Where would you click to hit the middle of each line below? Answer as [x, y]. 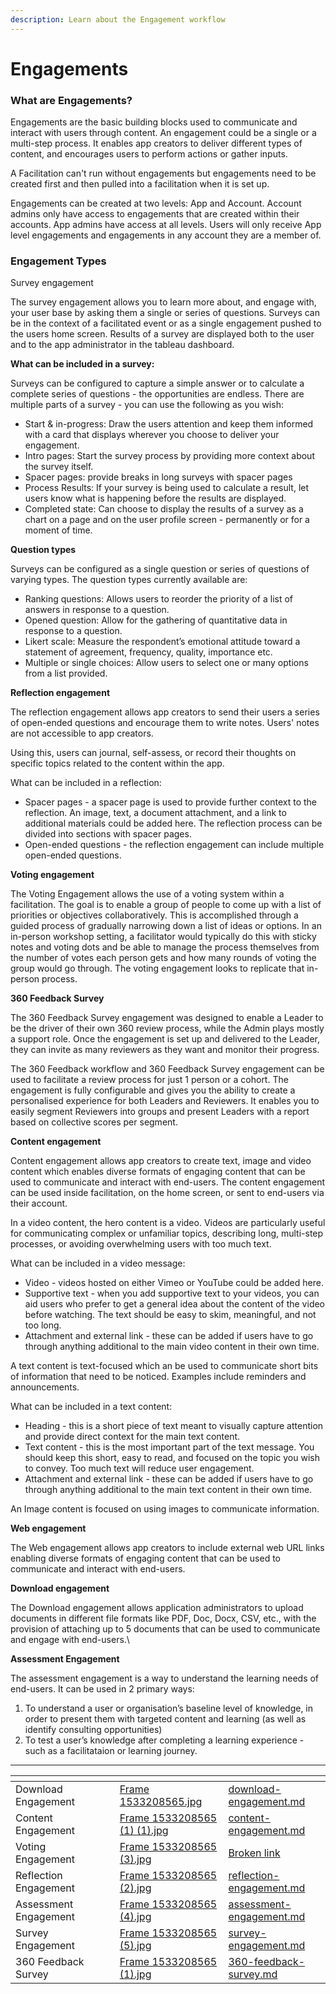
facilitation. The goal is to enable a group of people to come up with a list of [166, 905]
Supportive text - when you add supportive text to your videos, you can [172, 1293]
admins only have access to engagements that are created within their [155, 214]
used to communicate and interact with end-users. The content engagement [168, 1182]
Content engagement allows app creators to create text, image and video [161, 1161]
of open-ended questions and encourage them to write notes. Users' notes [165, 723]
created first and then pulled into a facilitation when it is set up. [140, 184]
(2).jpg [135, 1888]
